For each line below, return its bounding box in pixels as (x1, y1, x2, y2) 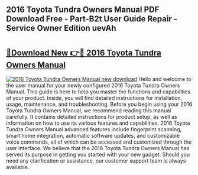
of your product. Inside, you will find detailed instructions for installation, (6, 95, 183, 101)
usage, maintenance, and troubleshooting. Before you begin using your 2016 (6, 101, 193, 108)
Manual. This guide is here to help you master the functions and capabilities (6, 88, 191, 95)
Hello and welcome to (138, 76, 191, 82)
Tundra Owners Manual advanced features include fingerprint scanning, (6, 126, 182, 132)
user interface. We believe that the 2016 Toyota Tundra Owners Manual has (6, 145, 190, 151)
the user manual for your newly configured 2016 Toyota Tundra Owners (6, 82, 180, 89)
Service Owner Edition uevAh (6, 23, 116, 33)
